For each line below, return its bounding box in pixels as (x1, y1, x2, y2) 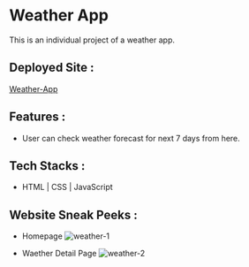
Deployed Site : (9, 60, 94, 75)
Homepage (21, 231, 64, 241)
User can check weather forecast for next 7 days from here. (21, 133, 240, 143)
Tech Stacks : (9, 158, 86, 173)
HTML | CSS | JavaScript (21, 182, 113, 193)
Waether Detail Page (21, 248, 97, 259)
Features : (9, 110, 66, 125)
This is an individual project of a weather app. (9, 34, 175, 45)
